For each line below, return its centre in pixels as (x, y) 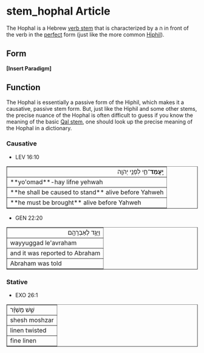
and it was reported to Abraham (55, 253)
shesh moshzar (32, 320)
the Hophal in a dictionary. (39, 128)
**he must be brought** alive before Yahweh (76, 202)
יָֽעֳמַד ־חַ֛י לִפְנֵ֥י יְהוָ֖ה (141, 172)
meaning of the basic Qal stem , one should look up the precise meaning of (100, 121)
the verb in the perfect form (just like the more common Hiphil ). (86, 34)
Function (23, 87)
